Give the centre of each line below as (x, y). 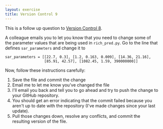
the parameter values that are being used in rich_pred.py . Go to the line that (81, 43)
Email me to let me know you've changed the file (61, 85)
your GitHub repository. (36, 95)
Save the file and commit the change (49, 80)
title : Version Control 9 (31, 14)
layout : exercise (23, 10)
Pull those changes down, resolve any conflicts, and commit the (76, 116)
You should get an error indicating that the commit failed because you (82, 100)
